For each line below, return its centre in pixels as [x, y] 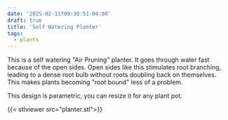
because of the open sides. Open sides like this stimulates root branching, [114, 67]
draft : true [25, 20]
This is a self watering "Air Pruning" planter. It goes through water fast [108, 60]
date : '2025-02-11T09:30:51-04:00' [59, 14]
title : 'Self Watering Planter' [54, 27]
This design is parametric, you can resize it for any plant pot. [95, 96]
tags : [15, 33]
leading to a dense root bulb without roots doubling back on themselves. [112, 75]
